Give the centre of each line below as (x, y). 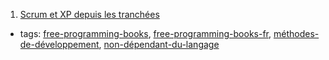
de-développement (59, 44)
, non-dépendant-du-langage (159, 44)
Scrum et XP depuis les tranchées (89, 14)
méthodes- (296, 33)
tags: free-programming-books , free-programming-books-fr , (145, 33)
